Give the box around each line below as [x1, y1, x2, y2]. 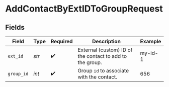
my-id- [140, 50, 158, 56]
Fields [5, 23, 25, 32]
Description [92, 38, 121, 45]
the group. [77, 59, 102, 66]
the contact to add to [77, 53, 127, 59]
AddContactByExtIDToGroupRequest [5, 3, 163, 15]
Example [140, 38, 161, 45]
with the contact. [77, 73, 117, 80]
